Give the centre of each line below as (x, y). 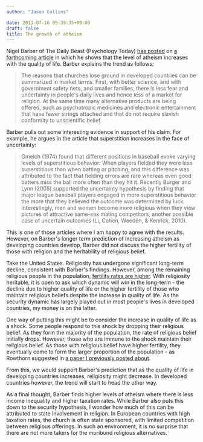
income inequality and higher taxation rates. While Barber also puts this (95, 401)
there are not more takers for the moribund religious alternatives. (87, 433)
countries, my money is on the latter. (52, 308)
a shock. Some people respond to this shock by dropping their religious (95, 326)
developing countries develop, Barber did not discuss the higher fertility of (99, 245)
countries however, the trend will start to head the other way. (82, 383)
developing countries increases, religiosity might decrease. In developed (97, 376)
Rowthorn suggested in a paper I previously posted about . (79, 358)
